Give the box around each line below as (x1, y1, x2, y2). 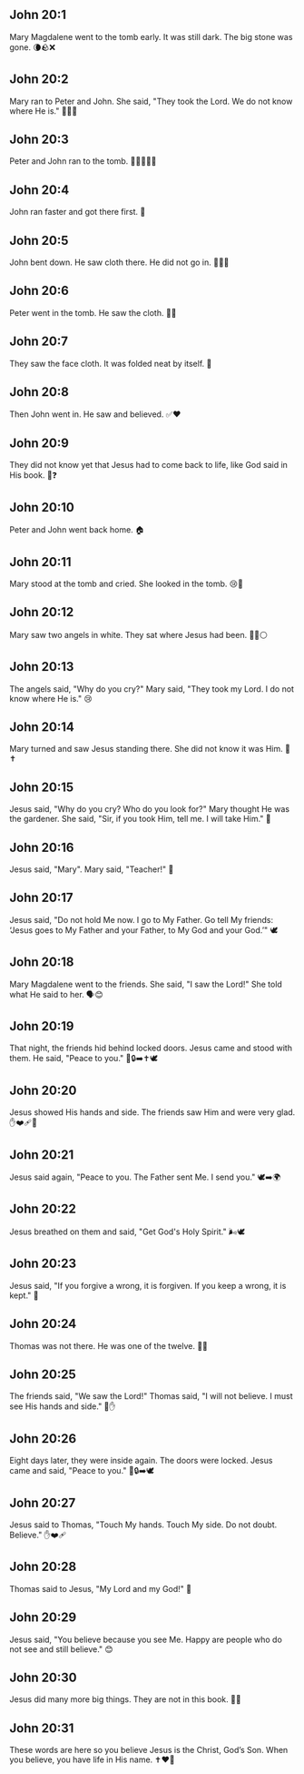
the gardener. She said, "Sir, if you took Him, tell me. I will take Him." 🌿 (9, 814, 271, 825)
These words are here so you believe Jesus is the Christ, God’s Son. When (9, 1745, 289, 1756)
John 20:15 (9, 779, 74, 795)
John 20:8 (9, 384, 70, 400)
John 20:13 (9, 659, 74, 674)
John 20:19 (9, 1019, 74, 1034)
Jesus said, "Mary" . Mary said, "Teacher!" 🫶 (9, 864, 174, 875)
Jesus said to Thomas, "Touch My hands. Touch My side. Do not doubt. (9, 1519, 278, 1530)
